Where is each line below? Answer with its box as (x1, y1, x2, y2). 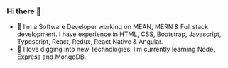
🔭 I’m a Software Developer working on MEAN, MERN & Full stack (16, 23, 209, 31)
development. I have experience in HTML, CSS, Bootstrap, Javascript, (16, 30, 222, 38)
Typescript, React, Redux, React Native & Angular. (16, 38, 163, 46)
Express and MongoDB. (16, 52, 87, 61)
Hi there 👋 (6, 6, 42, 16)
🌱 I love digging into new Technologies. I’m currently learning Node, (16, 45, 216, 54)
